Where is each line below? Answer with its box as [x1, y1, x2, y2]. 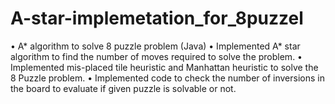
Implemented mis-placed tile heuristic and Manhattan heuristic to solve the [10, 61, 319, 73]
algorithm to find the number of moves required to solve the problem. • [10, 50, 303, 62]
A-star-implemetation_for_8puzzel [10, 7, 304, 30]
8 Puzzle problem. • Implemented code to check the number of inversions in [10, 72, 325, 84]
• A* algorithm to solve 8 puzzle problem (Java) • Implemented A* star [10, 40, 301, 52]
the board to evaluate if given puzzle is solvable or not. [10, 82, 237, 94]
